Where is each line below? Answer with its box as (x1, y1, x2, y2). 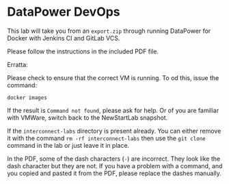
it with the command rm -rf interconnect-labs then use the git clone (7, 134, 206, 142)
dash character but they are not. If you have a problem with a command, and (7, 161, 223, 170)
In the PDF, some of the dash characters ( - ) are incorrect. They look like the (7, 155, 221, 163)
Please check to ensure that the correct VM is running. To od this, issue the (7, 73, 219, 82)
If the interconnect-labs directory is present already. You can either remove (7, 127, 221, 135)
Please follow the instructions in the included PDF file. (7, 47, 159, 55)
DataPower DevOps (7, 4, 121, 20)
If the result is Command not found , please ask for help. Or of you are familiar (7, 106, 219, 114)
